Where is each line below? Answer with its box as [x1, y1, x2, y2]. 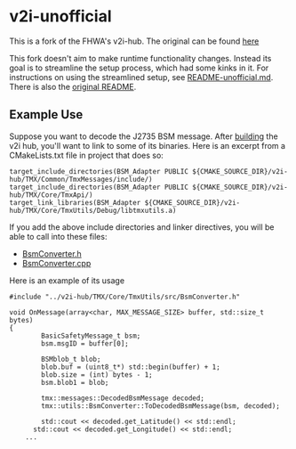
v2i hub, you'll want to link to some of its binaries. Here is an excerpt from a [9, 140, 286, 151]
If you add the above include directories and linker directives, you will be [9, 221, 275, 233]
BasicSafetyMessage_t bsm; [41, 331, 141, 340]
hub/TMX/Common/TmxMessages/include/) [9, 175, 153, 184]
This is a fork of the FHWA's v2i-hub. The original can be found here [9, 36, 260, 46]
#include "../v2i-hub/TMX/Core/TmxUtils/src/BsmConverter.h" [9, 292, 241, 301]
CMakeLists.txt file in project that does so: [9, 150, 164, 160]
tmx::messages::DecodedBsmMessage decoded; [41, 394, 204, 403]
